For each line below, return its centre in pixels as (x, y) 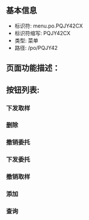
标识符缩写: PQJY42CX (42, 33)
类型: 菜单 (26, 40)
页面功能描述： (33, 68)
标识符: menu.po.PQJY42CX (49, 26)
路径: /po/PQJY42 (36, 48)
